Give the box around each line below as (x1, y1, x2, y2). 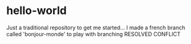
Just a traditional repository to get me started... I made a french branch (6, 24, 185, 31)
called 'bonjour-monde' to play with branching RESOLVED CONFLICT (6, 30, 181, 37)
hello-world (6, 4, 67, 18)
